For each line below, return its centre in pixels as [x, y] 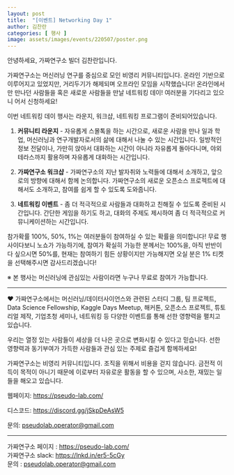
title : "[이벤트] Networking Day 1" [60, 20]
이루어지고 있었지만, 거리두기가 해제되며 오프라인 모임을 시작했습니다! [101, 84]
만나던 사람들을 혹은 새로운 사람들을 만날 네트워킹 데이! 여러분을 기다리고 [113, 93]
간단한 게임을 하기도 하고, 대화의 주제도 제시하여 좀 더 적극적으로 [131, 213]
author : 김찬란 [27, 27]
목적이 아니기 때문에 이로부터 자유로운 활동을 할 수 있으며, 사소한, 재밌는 [117, 372]
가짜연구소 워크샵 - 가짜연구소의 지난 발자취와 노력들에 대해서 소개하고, [114, 172]
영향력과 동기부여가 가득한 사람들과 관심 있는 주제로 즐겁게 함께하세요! [102, 349]
